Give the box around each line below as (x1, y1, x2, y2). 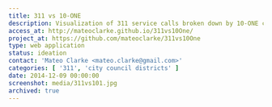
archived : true (8, 86, 60, 95)
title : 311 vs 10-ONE (8, 11, 82, 20)
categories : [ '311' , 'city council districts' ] (8, 64, 180, 72)
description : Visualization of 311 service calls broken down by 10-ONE (8, 19, 259, 27)
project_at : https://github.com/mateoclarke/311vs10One (8, 34, 201, 43)
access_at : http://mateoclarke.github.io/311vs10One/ (8, 27, 194, 35)
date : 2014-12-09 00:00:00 (8, 72, 100, 80)
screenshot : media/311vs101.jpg (8, 79, 117, 87)
